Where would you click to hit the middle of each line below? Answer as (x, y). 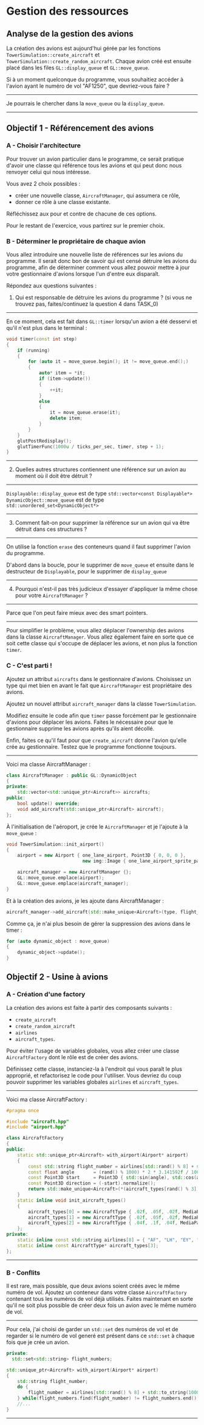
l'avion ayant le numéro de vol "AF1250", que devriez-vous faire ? (88, 86)
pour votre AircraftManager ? (51, 595)
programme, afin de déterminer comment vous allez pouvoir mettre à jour (98, 267)
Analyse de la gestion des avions (70, 34)
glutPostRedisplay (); (44, 441)
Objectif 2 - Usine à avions (57, 977)
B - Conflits (23, 1272)
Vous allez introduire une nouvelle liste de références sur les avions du (95, 254)
